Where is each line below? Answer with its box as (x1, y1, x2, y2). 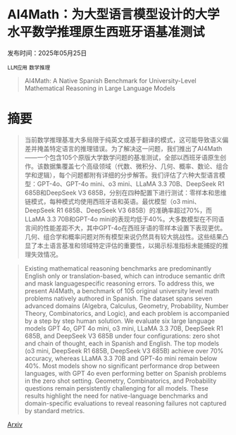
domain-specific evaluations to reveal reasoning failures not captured (24, 399, 227, 408)
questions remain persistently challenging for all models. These (24, 384, 209, 392)
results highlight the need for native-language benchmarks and (24, 391, 209, 400)
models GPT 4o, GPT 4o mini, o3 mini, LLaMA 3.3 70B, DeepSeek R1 (24, 324, 223, 332)
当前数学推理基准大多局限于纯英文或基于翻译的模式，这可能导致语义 (24, 135, 223, 144)
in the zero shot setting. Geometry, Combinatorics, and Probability (24, 376, 217, 385)
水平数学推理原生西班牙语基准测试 (7, 24, 206, 40)
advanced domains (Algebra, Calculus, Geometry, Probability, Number (24, 301, 229, 310)
